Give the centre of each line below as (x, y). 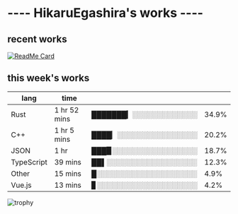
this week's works (49, 78)
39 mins (68, 162)
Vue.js (21, 185)
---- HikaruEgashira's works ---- (106, 13)
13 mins (68, 185)
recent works (37, 39)
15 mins (68, 173)
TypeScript (29, 162)
